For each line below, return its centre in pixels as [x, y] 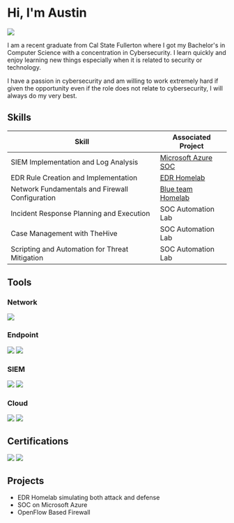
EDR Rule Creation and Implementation [74, 178]
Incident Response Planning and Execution [80, 213]
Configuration [33, 198]
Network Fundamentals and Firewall [70, 189]
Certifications [38, 441]
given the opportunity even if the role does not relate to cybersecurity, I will [115, 88]
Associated [192, 137]
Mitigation [27, 258]
